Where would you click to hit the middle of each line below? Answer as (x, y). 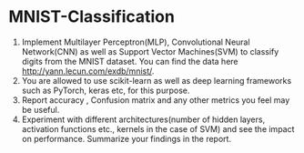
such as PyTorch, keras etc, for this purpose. (106, 90)
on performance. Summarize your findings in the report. (127, 138)
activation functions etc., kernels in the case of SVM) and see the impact (158, 128)
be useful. (41, 109)
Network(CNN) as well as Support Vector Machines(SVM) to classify (150, 51)
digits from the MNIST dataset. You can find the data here (130, 61)
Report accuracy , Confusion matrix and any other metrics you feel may (156, 100)
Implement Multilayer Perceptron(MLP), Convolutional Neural (136, 42)
